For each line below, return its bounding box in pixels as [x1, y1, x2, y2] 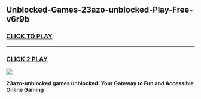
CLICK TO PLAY [6, 32, 53, 41]
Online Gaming [6, 86, 44, 93]
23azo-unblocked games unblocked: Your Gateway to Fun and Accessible [6, 79, 194, 86]
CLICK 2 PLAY [6, 55, 48, 63]
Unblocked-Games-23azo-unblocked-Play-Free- [6, 5, 193, 15]
